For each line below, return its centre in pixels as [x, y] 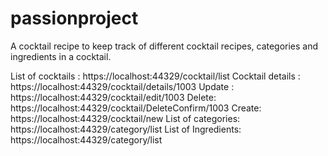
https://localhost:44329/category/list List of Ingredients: [126, 129]
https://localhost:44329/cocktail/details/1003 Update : [122, 86]
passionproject [74, 18]
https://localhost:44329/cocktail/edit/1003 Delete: [113, 97]
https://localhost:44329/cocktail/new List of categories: [125, 118]
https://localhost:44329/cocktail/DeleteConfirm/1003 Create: [136, 108]
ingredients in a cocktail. [61, 56]
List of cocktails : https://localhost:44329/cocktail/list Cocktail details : [155, 76]
